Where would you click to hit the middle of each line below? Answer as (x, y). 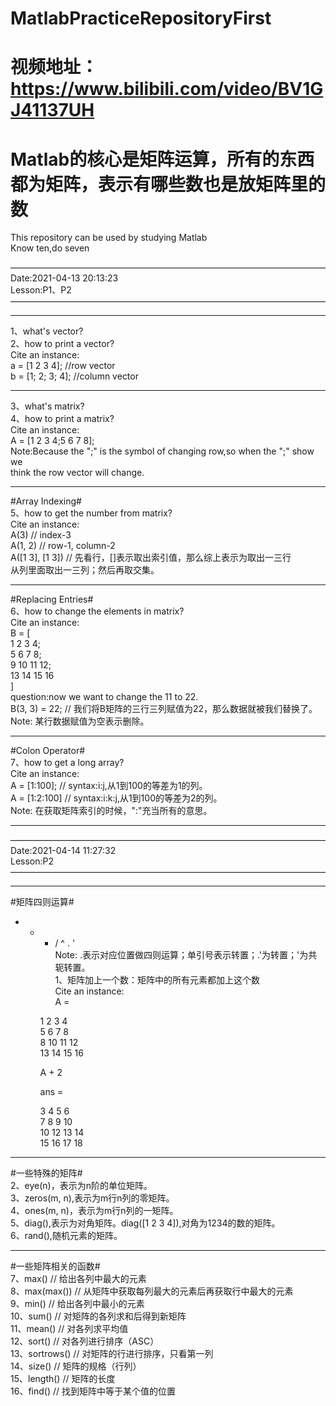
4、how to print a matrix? (62, 419)
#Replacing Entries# (52, 599)
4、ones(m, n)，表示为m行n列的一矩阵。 (94, 1211)
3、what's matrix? (47, 406)
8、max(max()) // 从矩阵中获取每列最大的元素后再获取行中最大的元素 (152, 1291)
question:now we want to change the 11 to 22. (104, 697)
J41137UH (52, 110)
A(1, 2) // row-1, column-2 (63, 546)
